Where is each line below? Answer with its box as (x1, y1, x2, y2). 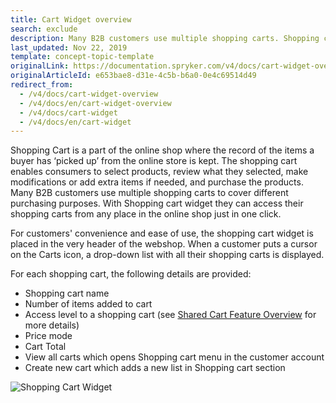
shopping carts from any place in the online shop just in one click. (10, 208, 282, 220)
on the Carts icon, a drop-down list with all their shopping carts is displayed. (10, 249, 325, 261)
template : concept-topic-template (10, 52, 155, 62)
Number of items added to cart (24, 298, 153, 310)
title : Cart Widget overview (10, 14, 132, 25)
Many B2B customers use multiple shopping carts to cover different (10, 187, 289, 199)
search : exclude (10, 24, 78, 34)
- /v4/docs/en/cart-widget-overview (19, 98, 172, 108)
